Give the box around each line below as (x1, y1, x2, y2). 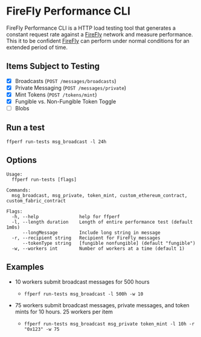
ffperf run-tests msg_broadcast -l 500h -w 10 (24, 291, 144, 297)
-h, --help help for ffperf (11, 213, 120, 219)
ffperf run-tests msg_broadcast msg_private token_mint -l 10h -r (24, 321, 195, 327)
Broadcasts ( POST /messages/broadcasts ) (14, 77, 116, 84)
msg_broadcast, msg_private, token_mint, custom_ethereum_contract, (11, 192, 188, 198)
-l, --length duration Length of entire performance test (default (11, 219, 193, 225)
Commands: (6, 187, 31, 193)
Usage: (6, 171, 23, 177)
